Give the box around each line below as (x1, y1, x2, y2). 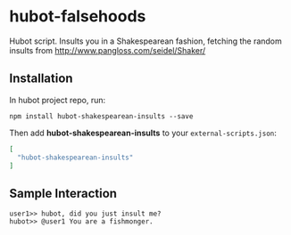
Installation (9, 71, 73, 86)
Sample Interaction (9, 185, 118, 201)
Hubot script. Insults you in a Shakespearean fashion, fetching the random (9, 36, 283, 46)
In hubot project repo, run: (9, 94, 106, 105)
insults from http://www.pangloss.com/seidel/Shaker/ (9, 45, 206, 55)
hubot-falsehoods (9, 6, 146, 27)
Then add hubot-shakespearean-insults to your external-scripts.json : (9, 127, 277, 138)
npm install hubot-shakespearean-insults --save (9, 111, 194, 121)
